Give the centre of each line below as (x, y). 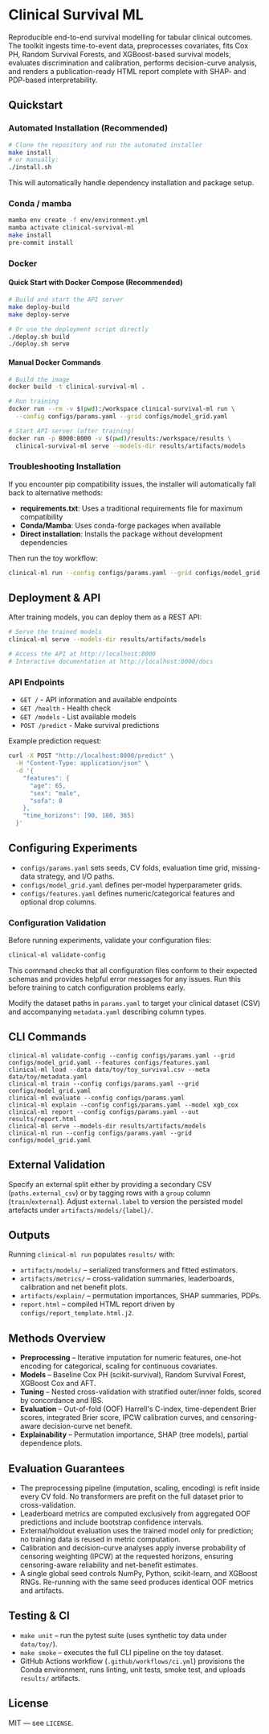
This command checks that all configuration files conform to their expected (133, 970)
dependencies (44, 542)
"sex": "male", (55, 793)
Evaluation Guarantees (67, 1469)
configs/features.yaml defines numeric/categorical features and (127, 893)
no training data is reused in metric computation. (100, 1539)
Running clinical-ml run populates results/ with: (92, 1255)
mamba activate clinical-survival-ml (71, 228)
